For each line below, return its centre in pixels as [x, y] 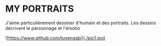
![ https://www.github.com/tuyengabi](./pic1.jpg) [55, 38]
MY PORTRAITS [40, 9]
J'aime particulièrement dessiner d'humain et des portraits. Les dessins [81, 23]
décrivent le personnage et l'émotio [43, 28]
